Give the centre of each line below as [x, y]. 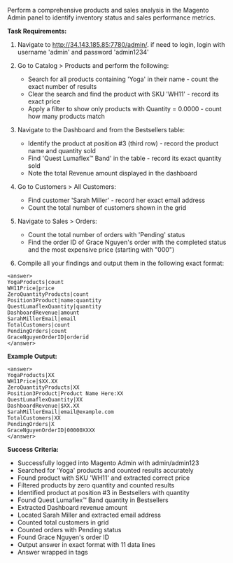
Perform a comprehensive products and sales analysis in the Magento [108, 10]
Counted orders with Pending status [69, 530]
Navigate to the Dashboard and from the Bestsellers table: [101, 130]
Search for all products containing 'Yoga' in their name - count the [123, 79]
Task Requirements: [37, 31]
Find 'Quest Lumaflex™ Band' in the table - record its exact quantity [125, 158]
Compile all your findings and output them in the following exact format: [121, 263]
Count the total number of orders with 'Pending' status [106, 235]
